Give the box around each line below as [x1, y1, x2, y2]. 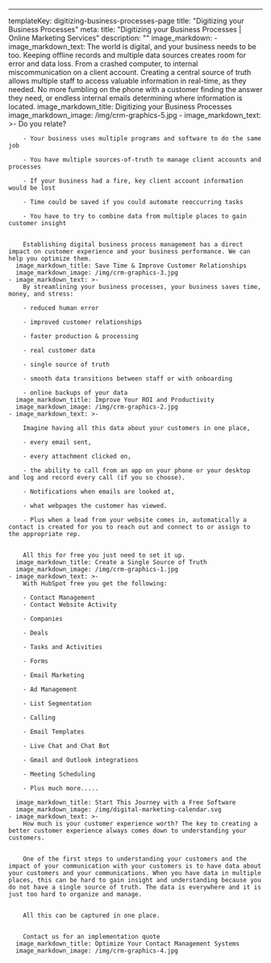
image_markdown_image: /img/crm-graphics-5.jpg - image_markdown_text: [8, 111, 261, 119]
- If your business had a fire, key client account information [23, 177, 244, 185]
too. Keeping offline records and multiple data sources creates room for [8, 50, 246, 60]
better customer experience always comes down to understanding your [8, 827, 248, 835]
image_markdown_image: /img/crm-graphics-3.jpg [15, 269, 179, 277]
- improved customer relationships [23, 318, 143, 326]
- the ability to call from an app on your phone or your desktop [23, 467, 251, 475]
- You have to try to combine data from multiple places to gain [23, 212, 248, 220]
